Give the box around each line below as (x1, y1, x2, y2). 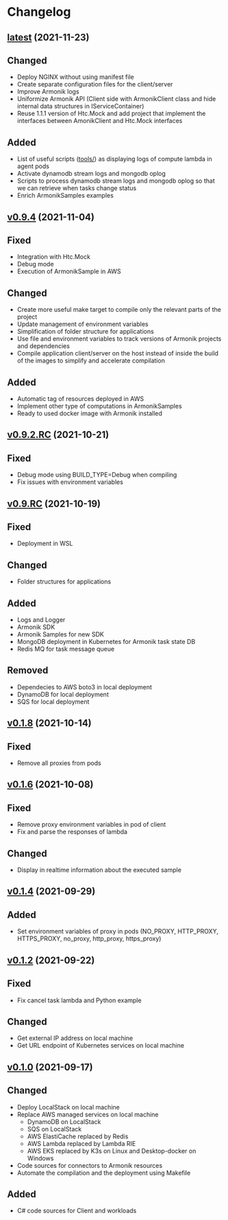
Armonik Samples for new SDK (16, 630, 104, 638)
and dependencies (16, 342, 71, 350)
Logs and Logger (16, 616, 66, 624)
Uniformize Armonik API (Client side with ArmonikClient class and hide (16, 95, 216, 103)
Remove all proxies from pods (16, 759, 101, 768)
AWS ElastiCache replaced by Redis (27, 1132, 129, 1140)
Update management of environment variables (16, 320, 149, 328)
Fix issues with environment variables (16, 478, 123, 486)
